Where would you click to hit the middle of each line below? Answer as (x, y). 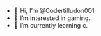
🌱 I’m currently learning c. (51, 25)
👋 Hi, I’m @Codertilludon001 (54, 11)
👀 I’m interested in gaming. (52, 18)
